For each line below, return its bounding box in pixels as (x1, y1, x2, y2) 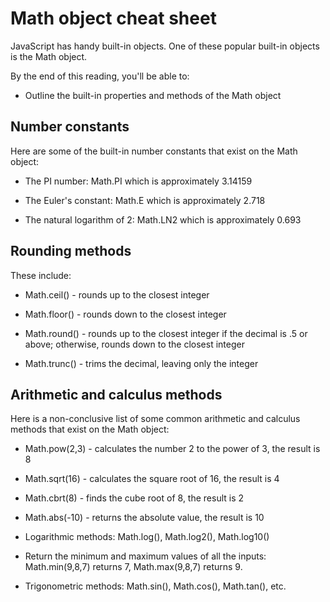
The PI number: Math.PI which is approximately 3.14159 (24, 175, 253, 187)
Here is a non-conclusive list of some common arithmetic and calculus (10, 413, 301, 425)
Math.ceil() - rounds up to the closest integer (24, 288, 210, 301)
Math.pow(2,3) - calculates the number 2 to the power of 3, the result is (24, 443, 321, 455)
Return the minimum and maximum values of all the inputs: (24, 550, 267, 562)
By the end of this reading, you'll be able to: (10, 70, 190, 82)
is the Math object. (10, 50, 88, 62)
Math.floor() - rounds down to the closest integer (24, 308, 227, 320)
